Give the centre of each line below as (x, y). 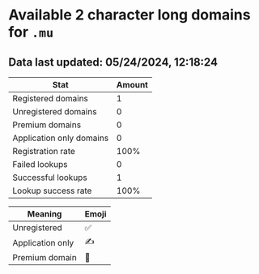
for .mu (31, 32)
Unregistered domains (55, 111)
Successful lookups (50, 178)
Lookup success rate (52, 191)
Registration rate (44, 151)
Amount (132, 85)
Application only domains (61, 138)
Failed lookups (40, 164)
